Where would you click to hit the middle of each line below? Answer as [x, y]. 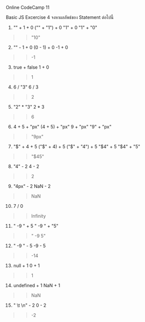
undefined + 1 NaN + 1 [37, 285]
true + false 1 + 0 [31, 67]
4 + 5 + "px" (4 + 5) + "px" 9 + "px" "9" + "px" [62, 127]
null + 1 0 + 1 [26, 265]
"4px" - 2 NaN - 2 [32, 186]
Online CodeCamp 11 [28, 7]
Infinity [38, 216]
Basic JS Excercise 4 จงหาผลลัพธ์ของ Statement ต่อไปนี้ [60, 17]
